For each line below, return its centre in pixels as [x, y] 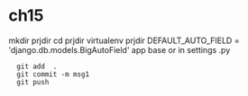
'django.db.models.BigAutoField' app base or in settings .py [119, 49]
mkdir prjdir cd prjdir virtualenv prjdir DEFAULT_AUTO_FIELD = [124, 40]
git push [33, 82]
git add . [37, 66]
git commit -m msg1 [53, 74]
